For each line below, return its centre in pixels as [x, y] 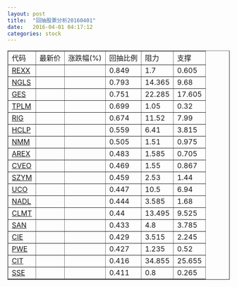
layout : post [26, 14]
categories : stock [34, 33]
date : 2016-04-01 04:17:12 [50, 27]
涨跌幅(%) [85, 59]
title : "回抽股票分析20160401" [52, 20]
